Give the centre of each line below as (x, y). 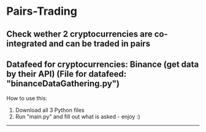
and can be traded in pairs (100, 43)
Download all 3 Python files (50, 110)
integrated (27, 43)
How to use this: (27, 98)
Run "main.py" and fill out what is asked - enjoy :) (78, 117)
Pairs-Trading (42, 11)
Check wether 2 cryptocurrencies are (80, 34)
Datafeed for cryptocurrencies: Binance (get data (103, 64)
